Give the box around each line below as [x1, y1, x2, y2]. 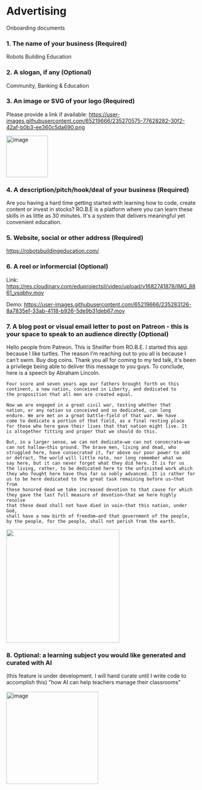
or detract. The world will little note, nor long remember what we [6, 455, 182, 461]
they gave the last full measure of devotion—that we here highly [6, 492, 177, 498]
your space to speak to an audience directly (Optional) [6, 329, 169, 338]
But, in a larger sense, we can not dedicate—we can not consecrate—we [6, 439, 190, 445]
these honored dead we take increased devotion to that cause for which [6, 487, 193, 493]
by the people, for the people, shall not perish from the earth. [6, 519, 177, 525]
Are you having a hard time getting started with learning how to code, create [6, 199, 196, 207]
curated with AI [6, 658, 52, 667]
